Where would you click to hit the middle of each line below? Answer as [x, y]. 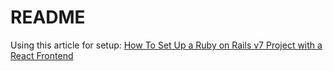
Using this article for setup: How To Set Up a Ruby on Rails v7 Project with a [166, 45]
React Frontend [42, 55]
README [48, 17]
